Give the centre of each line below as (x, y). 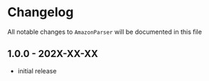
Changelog (41, 12)
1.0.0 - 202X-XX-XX (53, 54)
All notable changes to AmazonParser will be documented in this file (105, 32)
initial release (37, 70)
